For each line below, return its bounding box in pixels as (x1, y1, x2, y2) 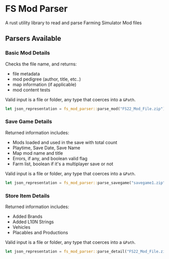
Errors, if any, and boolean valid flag (12, 155, 88, 161)
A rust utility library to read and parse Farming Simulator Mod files (5, 20, 142, 26)
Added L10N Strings (12, 219, 54, 225)
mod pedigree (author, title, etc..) (12, 76, 81, 82)
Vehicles (12, 224, 31, 230)
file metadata (12, 71, 40, 77)
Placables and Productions (12, 229, 68, 235)
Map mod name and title (12, 150, 63, 156)
